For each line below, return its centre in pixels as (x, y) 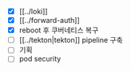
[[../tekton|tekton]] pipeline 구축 (71, 40)
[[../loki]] (34, 11)
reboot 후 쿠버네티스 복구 (59, 30)
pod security (40, 59)
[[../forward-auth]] (50, 21)
